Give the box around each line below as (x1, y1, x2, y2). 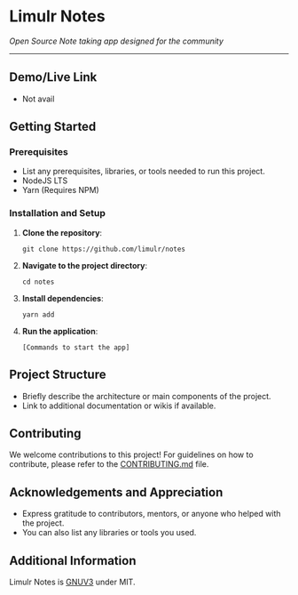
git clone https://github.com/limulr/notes (21, 245, 186, 253)
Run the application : (21, 326, 98, 336)
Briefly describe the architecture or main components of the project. (21, 390, 272, 401)
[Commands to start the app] (21, 342, 130, 352)
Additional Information (9, 553, 137, 568)
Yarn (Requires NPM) (21, 185, 99, 196)
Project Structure (9, 367, 106, 382)
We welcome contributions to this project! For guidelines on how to (9, 449, 255, 460)
